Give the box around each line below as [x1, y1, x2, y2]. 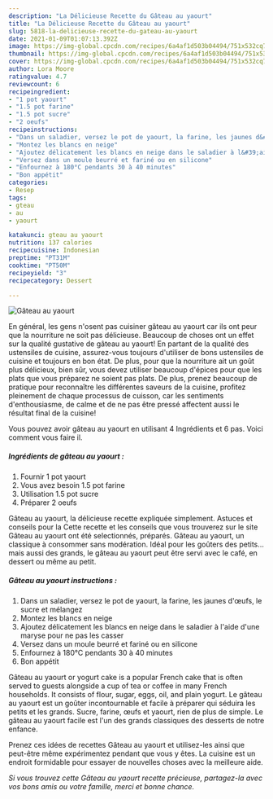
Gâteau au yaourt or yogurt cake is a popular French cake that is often [8, 673, 244, 683]
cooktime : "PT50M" [8, 261, 71, 270]
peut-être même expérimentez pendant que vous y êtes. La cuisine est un [8, 749, 256, 758]
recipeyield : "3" [8, 269, 67, 277]
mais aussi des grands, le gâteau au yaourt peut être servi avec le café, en [8, 548, 258, 558]
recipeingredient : [8, 87, 71, 96]
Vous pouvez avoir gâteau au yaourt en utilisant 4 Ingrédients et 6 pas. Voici [8, 424, 264, 434]
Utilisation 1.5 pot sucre [19, 489, 99, 499]
